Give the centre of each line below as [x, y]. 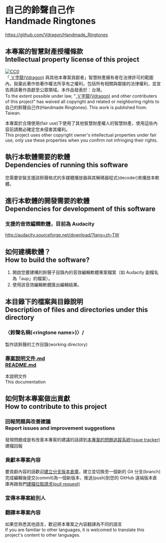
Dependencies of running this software [67, 165]
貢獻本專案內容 [23, 460]
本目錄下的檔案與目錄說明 [44, 302]
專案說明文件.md [25, 358]
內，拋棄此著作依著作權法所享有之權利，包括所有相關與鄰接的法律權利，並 [81, 83]
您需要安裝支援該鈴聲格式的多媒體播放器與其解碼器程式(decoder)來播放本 [80, 177]
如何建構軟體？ [28, 252]
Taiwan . [13, 113]
